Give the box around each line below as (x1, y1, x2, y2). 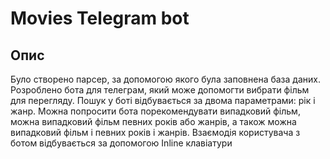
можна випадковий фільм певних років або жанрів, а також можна (10, 116, 297, 127)
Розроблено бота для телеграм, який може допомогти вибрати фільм (10, 84, 310, 96)
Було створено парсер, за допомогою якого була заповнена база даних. (10, 73, 321, 85)
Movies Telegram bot (10, 7, 190, 30)
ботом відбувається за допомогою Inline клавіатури (10, 137, 233, 149)
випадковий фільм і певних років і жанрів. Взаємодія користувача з (10, 127, 301, 138)
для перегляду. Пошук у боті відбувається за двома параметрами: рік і (10, 95, 316, 106)
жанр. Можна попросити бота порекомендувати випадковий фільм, (10, 105, 301, 117)
